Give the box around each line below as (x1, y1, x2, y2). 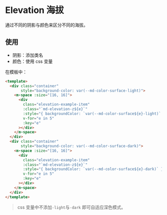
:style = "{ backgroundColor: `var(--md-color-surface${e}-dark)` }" (23, 167, 166, 172)
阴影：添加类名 (12, 52, 43, 58)
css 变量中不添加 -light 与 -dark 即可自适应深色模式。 (17, 204, 126, 210)
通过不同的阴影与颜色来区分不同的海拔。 (5, 22, 88, 28)
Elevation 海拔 (5, 4, 64, 16)
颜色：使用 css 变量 (12, 58, 53, 64)
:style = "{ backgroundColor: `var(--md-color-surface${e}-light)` (23, 111, 162, 116)
